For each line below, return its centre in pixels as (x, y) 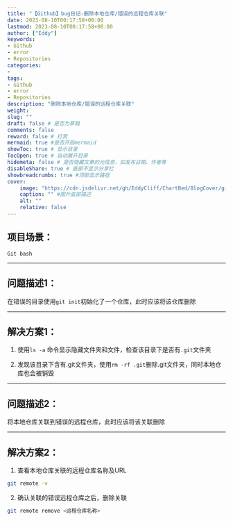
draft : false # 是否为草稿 (43, 123)
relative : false (43, 208)
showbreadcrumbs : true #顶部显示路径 (59, 175)
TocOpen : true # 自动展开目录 (48, 156)
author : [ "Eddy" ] (32, 33)
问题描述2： (33, 404)
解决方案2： (33, 452)
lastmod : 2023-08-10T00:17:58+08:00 (60, 26)
